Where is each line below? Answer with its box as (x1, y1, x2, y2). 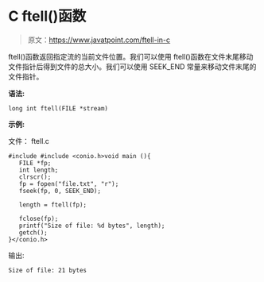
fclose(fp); (18, 214, 59, 222)
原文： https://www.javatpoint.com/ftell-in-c (27, 35, 171, 44)
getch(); (18, 228, 48, 237)
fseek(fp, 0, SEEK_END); (18, 187, 102, 195)
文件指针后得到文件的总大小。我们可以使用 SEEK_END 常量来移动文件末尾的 (8, 61, 257, 71)
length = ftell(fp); (18, 200, 87, 209)
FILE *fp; (18, 159, 52, 167)
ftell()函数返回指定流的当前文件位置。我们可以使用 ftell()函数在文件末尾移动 (8, 52, 254, 61)
